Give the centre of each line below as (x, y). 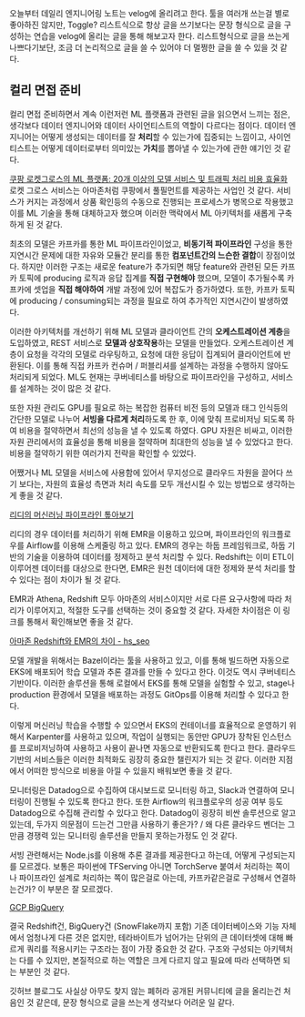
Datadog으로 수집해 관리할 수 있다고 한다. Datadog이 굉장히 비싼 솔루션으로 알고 (153, 812)
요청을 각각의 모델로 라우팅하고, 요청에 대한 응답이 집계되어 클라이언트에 (154, 354)
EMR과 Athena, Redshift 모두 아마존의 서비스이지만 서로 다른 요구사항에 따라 (146, 598)
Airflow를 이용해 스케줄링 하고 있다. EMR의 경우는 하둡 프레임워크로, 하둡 (156, 545)
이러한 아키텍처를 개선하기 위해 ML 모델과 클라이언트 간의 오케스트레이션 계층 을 (150, 331)
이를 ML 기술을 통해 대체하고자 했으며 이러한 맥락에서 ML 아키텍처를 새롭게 (142, 213)
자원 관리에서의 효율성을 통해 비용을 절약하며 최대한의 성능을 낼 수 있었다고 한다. (152, 442)
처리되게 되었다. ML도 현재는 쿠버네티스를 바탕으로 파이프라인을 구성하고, (139, 377)
